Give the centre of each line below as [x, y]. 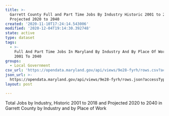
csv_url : [14, 70]
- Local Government [30, 65]
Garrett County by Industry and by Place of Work [56, 108]
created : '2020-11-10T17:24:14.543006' [47, 24]
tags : [11, 42]
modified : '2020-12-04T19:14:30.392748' [48, 28]
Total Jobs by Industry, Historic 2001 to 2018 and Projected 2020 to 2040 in [84, 102]
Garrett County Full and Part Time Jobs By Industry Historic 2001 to [85, 14]
